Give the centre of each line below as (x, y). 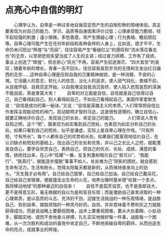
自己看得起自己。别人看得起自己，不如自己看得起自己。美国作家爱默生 (85, 99)
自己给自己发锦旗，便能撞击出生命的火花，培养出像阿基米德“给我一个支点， (82, 179)
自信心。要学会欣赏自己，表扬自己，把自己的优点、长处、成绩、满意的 (81, 149)
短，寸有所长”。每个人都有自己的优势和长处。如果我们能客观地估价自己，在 (82, 136)
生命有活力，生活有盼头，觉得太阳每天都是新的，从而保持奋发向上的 (74, 167)
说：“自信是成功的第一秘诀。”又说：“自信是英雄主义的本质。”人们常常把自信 (80, 105)
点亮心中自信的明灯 (44, 10)
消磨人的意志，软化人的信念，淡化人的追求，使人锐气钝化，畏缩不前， (89, 80)
